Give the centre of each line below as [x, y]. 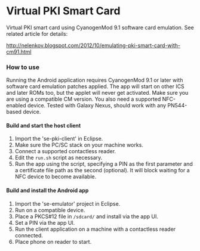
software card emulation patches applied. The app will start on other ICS [96, 86]
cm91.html [19, 51]
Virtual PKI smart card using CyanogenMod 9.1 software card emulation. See [100, 27]
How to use [23, 67]
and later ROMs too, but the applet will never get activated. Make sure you [97, 93]
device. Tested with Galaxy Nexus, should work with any [97, 106]
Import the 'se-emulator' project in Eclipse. [67, 203]
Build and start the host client [44, 125]
